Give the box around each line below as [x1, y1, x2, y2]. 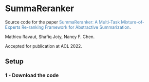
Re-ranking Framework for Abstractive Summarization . [21, 24, 131, 30]
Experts [5, 24, 21, 30]
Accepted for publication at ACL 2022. [5, 43, 82, 49]
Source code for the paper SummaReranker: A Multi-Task [5, 19, 120, 25]
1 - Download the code [5, 72, 59, 79]
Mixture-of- [121, 19, 145, 25]
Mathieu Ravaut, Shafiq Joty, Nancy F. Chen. [5, 34, 95, 40]
